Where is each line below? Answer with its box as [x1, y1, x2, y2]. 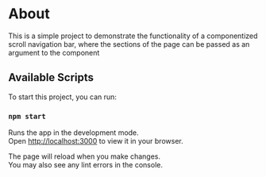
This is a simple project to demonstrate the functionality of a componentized [8, 31, 258, 40]
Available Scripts [8, 71, 94, 84]
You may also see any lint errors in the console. [8, 160, 163, 170]
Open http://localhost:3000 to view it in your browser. [8, 137, 184, 146]
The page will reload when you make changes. [8, 152, 161, 161]
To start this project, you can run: [8, 92, 118, 102]
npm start [8, 112, 46, 121]
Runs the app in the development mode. [8, 128, 139, 137]
